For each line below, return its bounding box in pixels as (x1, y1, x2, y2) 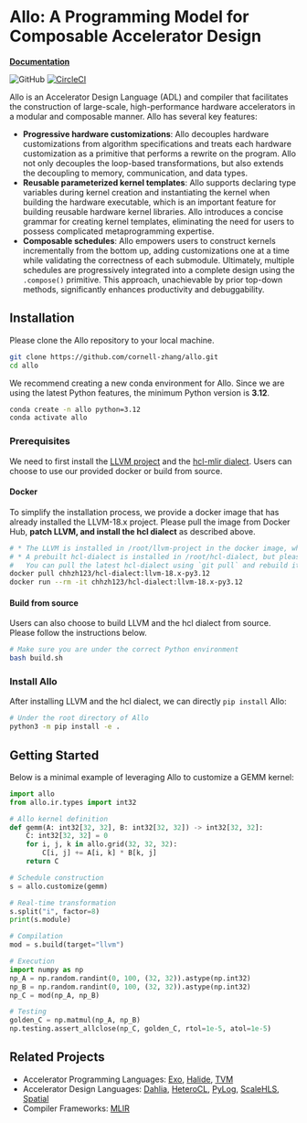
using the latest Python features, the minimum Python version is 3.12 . (9, 387, 270, 398)
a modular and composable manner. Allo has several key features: (9, 111, 258, 122)
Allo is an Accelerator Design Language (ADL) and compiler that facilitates (9, 91, 289, 102)
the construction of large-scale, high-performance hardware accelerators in (9, 101, 295, 111)
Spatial (22, 1093, 49, 1104)
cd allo (9, 361, 39, 370)
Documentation (9, 56, 70, 67)
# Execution (9, 957, 55, 966)
